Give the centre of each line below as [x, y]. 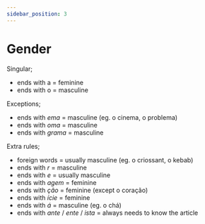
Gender [29, 49]
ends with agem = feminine [57, 182]
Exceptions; [24, 103]
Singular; [20, 69]
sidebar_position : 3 [37, 14]
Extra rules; [23, 146]
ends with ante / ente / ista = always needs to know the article [107, 213]
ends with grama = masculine [60, 133]
